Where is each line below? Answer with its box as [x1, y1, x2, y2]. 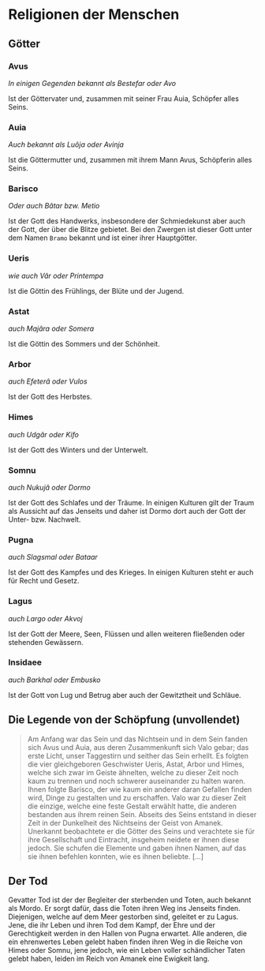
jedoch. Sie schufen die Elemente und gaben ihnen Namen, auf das [27, 843, 247, 853]
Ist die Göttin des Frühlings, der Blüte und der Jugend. [8, 286, 185, 295]
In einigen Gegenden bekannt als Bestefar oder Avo [8, 78, 176, 88]
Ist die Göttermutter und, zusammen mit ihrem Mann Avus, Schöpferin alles [8, 156, 252, 165]
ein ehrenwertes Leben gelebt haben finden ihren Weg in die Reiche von [8, 937, 243, 947]
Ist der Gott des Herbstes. [8, 392, 92, 402]
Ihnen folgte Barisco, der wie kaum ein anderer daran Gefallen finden [27, 784, 252, 794]
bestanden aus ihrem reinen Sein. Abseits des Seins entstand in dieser [27, 809, 257, 819]
